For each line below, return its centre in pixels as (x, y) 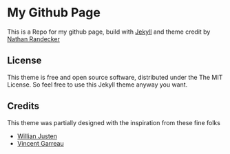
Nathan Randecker (33, 38)
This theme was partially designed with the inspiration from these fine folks (114, 122)
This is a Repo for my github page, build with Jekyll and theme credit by (109, 32)
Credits (23, 106)
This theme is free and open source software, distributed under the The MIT (115, 77)
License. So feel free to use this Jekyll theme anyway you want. (97, 85)
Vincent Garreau (40, 143)
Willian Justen (37, 136)
